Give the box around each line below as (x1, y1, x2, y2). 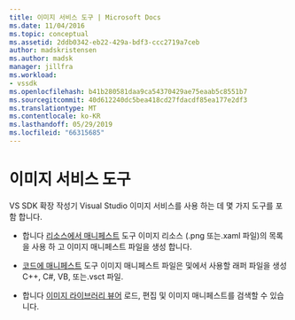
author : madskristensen (9, 46, 97, 55)
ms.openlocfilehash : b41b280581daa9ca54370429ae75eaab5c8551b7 (9, 87, 248, 96)
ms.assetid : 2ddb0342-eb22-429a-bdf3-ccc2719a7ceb (9, 37, 200, 47)
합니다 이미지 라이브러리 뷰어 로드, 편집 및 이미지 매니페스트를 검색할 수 (21, 290, 268, 300)
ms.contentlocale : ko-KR (9, 112, 101, 121)
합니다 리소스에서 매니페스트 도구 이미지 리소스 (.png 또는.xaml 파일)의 (21, 230, 268, 240)
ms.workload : (9, 71, 58, 80)
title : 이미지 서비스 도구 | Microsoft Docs (9, 12, 161, 22)
